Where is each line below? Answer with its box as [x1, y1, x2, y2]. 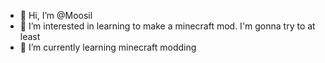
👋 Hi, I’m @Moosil [19, 10, 93, 21]
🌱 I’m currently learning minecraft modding [19, 41, 197, 53]
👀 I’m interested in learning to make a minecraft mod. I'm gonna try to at [19, 20, 316, 32]
